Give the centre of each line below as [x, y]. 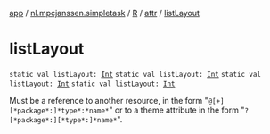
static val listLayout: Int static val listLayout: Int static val [135, 74]
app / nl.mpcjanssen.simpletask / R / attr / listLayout [105, 13]
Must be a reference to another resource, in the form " [109, 100]
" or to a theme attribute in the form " [176, 110]
